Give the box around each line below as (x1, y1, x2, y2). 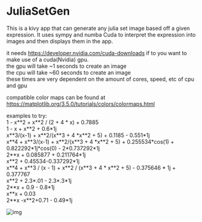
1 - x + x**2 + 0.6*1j (6, 125, 57, 132)
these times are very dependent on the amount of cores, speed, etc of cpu (6, 75, 195, 83)
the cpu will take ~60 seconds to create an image (6, 68, 131, 76)
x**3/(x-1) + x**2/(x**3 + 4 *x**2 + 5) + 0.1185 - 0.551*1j (6, 131, 150, 139)
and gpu (6, 81, 28, 89)
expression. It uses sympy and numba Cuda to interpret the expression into (6, 31, 196, 38)
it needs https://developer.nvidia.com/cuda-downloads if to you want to (6, 49, 187, 56)
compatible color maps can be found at (6, 94, 106, 101)
